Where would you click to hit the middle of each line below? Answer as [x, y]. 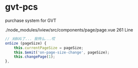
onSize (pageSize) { [26, 43]
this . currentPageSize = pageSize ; [49, 48]
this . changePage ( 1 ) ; [34, 57]
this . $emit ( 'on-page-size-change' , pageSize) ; [62, 52]
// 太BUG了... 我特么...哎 [30, 39]
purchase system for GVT [31, 20]
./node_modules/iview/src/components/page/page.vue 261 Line [69, 30]
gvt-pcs [21, 7]
